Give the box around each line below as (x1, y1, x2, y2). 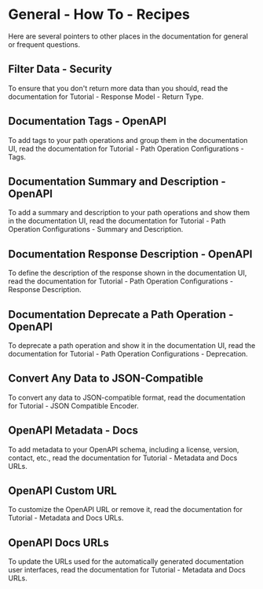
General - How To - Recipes (8, 5, 191, 24)
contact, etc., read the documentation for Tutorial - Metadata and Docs (8, 453, 238, 463)
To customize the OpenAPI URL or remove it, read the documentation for (8, 505, 243, 514)
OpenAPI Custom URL (8, 485, 118, 498)
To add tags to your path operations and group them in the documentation (8, 135, 248, 145)
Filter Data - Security (8, 63, 112, 76)
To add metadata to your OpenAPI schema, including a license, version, (8, 444, 239, 454)
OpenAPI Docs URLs (8, 536, 110, 549)
